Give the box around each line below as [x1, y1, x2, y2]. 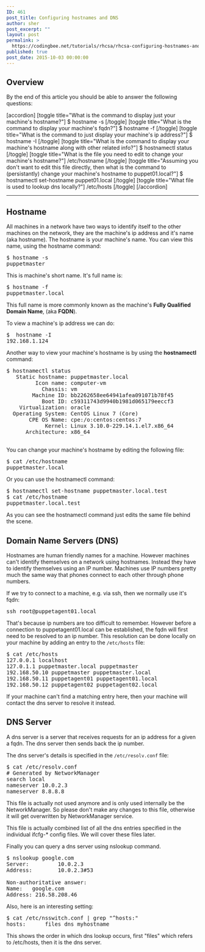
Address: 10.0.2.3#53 [6, 866, 93, 874]
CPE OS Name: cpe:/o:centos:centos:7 [29, 417, 142, 423]
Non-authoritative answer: [6, 879, 87, 886]
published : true [6, 49, 48, 55]
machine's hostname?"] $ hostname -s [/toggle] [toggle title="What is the [6, 118, 192, 125]
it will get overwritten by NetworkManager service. [6, 812, 134, 820]
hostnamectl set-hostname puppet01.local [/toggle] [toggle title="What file [6, 177, 194, 184]
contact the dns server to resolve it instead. [6, 699, 116, 707]
